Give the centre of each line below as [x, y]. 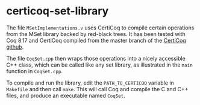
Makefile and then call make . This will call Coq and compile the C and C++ [97, 89]
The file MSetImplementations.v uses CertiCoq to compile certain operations [100, 28]
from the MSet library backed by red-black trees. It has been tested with [96, 34]
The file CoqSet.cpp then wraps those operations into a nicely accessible [96, 58]
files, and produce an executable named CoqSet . [66, 95]
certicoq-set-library [58, 11]
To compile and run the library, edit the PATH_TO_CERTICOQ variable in [90, 83]
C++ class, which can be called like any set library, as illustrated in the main [99, 65]
